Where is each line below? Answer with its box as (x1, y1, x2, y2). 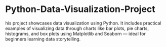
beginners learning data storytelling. (5, 36, 81, 42)
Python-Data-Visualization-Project (5, 3, 155, 15)
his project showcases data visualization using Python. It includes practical (5, 20, 161, 26)
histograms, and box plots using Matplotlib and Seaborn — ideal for (5, 30, 146, 36)
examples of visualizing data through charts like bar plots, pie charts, (5, 25, 149, 31)
